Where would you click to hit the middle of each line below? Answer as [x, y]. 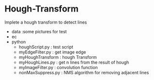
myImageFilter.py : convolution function [58, 67]
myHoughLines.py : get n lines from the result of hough [74, 62]
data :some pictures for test [39, 31]
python [19, 41]
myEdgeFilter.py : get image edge [52, 52]
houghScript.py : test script [46, 47]
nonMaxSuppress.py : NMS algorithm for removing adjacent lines [84, 72]
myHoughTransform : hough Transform [58, 57]
